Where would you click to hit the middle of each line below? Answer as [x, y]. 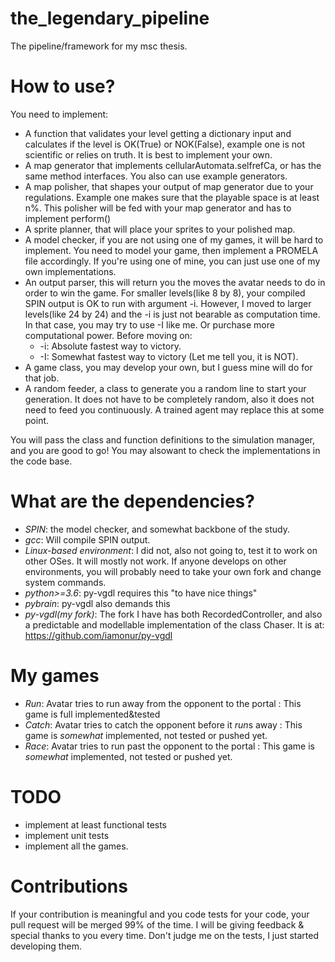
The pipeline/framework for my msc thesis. [99, 46]
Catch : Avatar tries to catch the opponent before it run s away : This [163, 724]
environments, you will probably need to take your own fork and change [173, 571]
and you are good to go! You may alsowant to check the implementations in [165, 450]
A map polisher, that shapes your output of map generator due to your [169, 186]
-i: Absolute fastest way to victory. [110, 346]
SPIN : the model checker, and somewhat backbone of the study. [157, 529]
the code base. [41, 461]
